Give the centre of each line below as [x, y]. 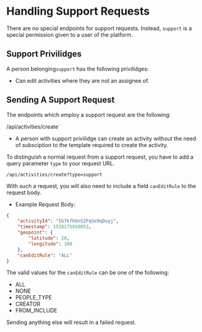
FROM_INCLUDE [36, 311]
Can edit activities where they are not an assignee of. [82, 80]
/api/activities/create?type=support [54, 175]
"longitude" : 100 [50, 244]
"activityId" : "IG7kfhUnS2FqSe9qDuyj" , [68, 221]
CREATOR [28, 304]
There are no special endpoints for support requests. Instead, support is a [99, 28]
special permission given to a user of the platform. [70, 34]
